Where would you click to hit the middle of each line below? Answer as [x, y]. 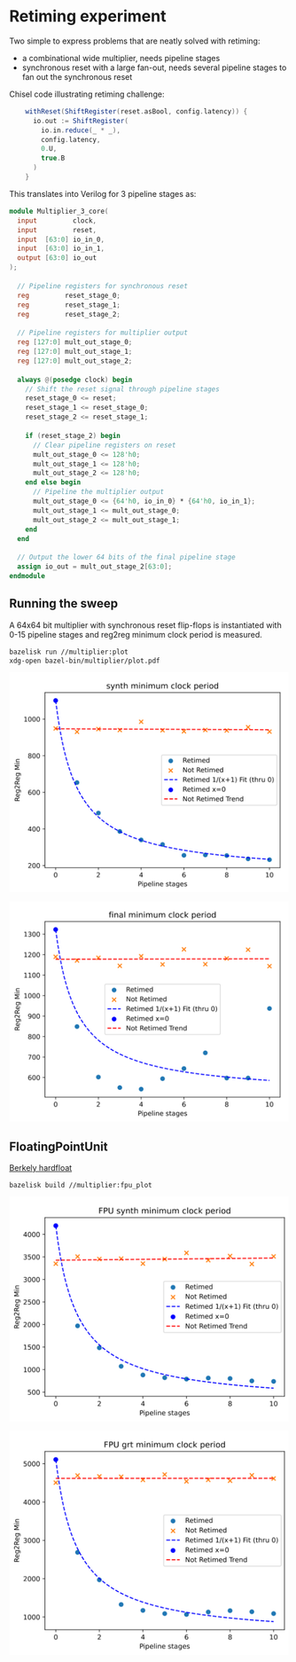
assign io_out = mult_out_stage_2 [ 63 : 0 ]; [95, 567]
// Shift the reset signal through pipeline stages [122, 389]
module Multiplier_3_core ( [59, 211]
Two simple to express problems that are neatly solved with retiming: [135, 41]
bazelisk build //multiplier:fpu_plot [81, 1185]
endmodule [27, 576]
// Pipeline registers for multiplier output [103, 333]
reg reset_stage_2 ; [69, 314]
